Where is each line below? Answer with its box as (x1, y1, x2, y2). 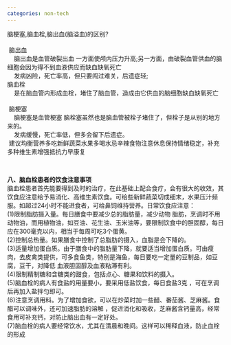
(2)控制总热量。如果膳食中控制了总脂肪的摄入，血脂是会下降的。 (7, 235, 190, 244)
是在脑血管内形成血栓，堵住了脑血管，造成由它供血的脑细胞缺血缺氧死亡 (13, 89, 219, 97)
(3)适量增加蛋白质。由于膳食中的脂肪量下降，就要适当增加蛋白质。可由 (7, 244, 208, 252)
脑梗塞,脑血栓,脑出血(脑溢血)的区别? (7, 30, 109, 38)
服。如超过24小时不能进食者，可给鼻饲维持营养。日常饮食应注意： (7, 201, 196, 210)
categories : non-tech (7, 10, 69, 17)
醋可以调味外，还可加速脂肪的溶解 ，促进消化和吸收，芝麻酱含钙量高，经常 (7, 304, 220, 313)
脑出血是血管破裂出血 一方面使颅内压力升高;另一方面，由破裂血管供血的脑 (13, 54, 222, 63)
